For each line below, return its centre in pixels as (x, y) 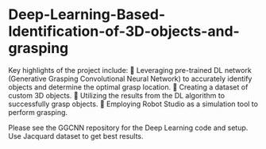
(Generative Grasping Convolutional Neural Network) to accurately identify (130, 78)
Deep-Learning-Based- (87, 15)
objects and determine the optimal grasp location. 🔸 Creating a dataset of (128, 87)
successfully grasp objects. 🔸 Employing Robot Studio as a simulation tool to (133, 104)
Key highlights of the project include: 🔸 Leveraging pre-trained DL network (130, 70)
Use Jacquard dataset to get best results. (76, 136)
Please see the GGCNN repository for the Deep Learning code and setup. (128, 128)
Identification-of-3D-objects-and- (124, 31)
